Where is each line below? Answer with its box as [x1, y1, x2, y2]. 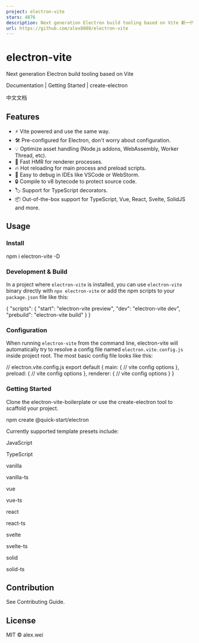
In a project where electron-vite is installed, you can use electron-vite [6, 281, 182, 288]
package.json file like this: [6, 293, 69, 300]
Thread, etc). [14, 152, 47, 159]
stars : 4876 [6, 14, 36, 20]
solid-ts [6, 565, 25, 572]
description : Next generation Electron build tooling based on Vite [6, 20, 179, 26]
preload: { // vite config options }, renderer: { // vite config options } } [6, 370, 175, 377]
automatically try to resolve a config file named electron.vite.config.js [6, 346, 184, 353]
